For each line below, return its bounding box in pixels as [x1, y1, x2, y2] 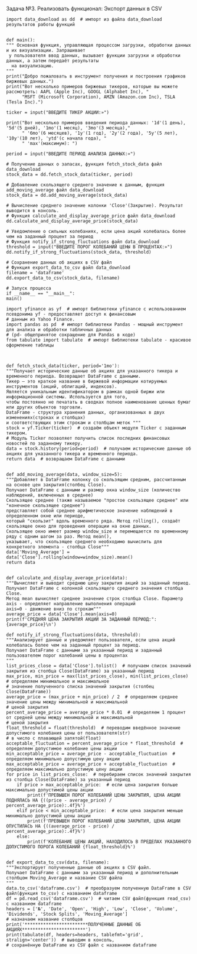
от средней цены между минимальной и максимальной [6, 715, 133, 721]
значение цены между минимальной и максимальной [6, 699, 128, 705]
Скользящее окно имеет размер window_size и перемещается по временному [6, 528, 189, 534]
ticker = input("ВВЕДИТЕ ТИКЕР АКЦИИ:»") [6, 109, 110, 115]
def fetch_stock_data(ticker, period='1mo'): [6, 363, 120, 369]
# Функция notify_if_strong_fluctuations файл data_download [6, 239, 160, 245]
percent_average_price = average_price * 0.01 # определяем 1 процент [6, 709, 186, 715]
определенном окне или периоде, [6, 513, 86, 519]
